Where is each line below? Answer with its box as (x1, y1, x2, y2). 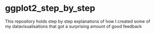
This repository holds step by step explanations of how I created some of (5, 18, 151, 24)
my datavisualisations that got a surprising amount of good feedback (5, 23, 142, 29)
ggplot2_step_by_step (5, 3, 96, 14)
